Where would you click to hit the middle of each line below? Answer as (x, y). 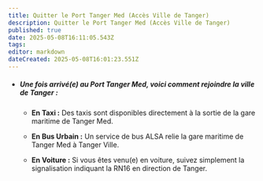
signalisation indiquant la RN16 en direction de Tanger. (119, 168)
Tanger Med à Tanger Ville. (75, 144)
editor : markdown (37, 52)
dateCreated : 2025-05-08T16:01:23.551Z (74, 60)
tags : (17, 45)
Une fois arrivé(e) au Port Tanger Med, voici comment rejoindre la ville (137, 84)
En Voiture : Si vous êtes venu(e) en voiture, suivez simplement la (138, 160)
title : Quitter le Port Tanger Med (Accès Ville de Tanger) (109, 15)
